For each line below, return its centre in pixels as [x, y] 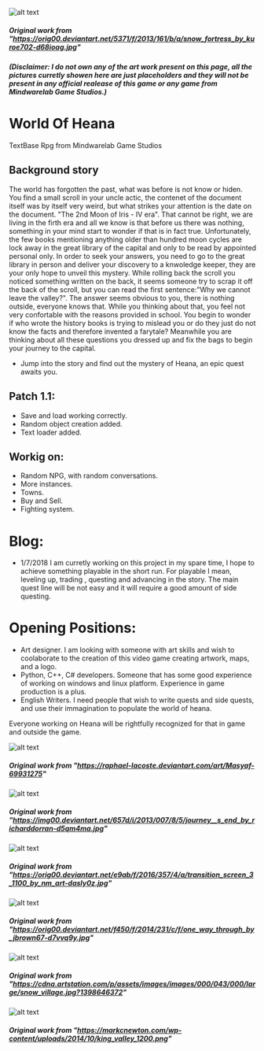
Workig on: [37, 457]
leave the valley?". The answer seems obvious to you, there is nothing [122, 298]
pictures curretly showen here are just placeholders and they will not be [129, 75]
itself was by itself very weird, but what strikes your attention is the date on [130, 205]
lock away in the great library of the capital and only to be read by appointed [133, 247]
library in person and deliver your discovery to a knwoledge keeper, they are [132, 265]
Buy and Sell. [42, 501]
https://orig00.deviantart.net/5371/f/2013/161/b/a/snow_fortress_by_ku [133, 39]
